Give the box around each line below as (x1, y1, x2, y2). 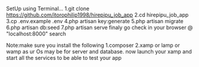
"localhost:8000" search (6, 30, 67, 37)
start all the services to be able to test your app (6, 55, 122, 61)
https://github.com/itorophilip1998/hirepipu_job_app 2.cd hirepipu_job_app (6, 11, 189, 18)
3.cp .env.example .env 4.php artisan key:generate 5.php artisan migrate (6, 18, 184, 24)
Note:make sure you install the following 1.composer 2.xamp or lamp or (6, 42, 180, 49)
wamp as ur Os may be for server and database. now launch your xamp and (6, 48, 192, 55)
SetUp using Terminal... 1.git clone (6, 5, 90, 12)
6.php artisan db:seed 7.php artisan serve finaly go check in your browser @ (6, 24, 193, 31)
